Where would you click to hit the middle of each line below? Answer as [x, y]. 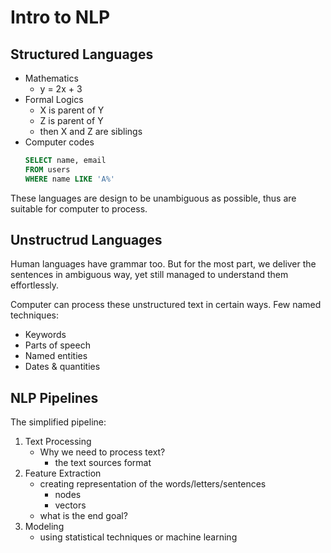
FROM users [47, 169]
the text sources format [103, 463]
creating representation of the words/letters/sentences [153, 484]
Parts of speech [57, 345]
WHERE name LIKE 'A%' [69, 179]
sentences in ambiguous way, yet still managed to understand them [149, 275]
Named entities [56, 356]
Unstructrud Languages [86, 240]
